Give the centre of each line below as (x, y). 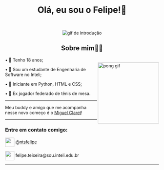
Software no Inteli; (23, 75)
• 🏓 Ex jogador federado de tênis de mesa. (48, 93)
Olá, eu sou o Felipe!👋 (82, 10)
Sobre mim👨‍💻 (82, 48)
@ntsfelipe (26, 142)
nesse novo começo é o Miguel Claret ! (44, 113)
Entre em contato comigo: (36, 130)
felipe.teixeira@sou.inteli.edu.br (47, 155)
